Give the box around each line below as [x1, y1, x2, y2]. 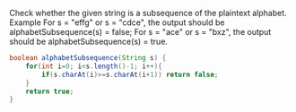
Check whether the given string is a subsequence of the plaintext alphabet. [9, 8, 287, 18]
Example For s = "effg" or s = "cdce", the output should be [9, 17, 225, 28]
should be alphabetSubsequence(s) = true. [9, 36, 169, 47]
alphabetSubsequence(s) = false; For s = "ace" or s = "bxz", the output [9, 27, 272, 37]
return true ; [25, 87, 74, 96]
